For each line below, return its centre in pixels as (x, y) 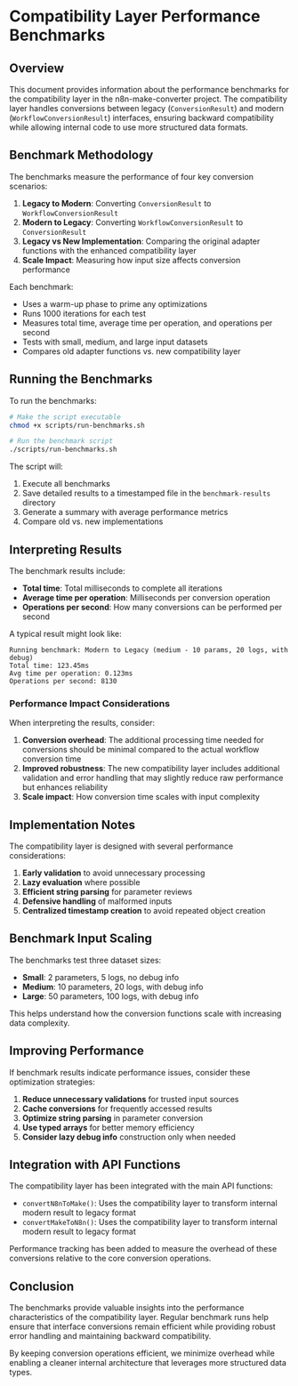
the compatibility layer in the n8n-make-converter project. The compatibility (148, 99)
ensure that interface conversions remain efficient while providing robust (142, 1326)
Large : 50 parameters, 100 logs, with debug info (110, 996)
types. (21, 1373)
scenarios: (28, 186)
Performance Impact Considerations (90, 703)
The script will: (36, 467)
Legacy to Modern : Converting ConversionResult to (117, 203)
